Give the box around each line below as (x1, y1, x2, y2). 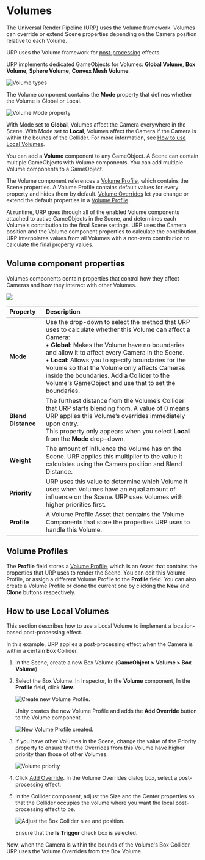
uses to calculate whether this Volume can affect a (45, 325, 190, 334)
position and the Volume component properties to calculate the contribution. (6, 227, 198, 235)
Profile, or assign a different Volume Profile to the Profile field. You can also (6, 575, 196, 583)
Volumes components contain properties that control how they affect (6, 274, 179, 282)
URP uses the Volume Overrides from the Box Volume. (6, 848, 143, 855)
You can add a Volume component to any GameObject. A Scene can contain (6, 152, 199, 160)
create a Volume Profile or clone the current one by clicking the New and (6, 582, 190, 589)
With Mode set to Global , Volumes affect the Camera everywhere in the (6, 120, 186, 128)
